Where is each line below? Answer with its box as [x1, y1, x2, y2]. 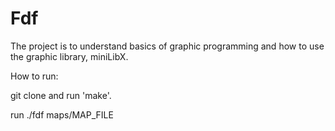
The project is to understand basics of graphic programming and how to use [10, 40, 325, 52]
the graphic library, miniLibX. [10, 50, 129, 62]
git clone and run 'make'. [10, 89, 112, 101]
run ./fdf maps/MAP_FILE [10, 108, 114, 121]
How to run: [10, 70, 59, 82]
